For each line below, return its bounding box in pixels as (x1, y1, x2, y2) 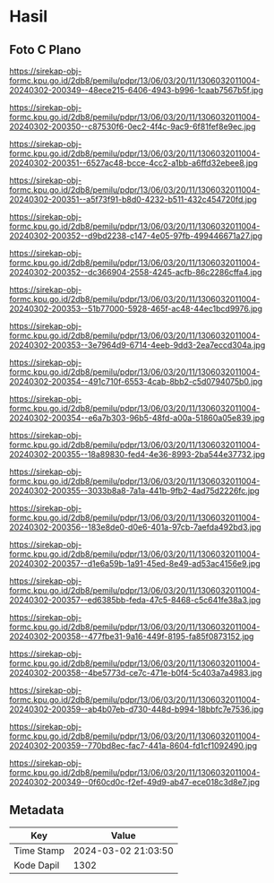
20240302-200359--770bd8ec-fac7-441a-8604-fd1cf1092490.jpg (9, 740, 258, 750)
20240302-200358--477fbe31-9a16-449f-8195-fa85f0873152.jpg (9, 631, 254, 642)
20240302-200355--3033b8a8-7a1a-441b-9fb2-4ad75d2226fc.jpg (9, 486, 260, 496)
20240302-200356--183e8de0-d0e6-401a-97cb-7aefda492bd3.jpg (9, 522, 261, 532)
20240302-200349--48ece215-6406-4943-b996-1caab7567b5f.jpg (9, 85, 264, 95)
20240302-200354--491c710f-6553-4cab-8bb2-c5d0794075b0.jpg (9, 377, 263, 386)
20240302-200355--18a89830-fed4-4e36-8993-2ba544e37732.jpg (9, 449, 266, 459)
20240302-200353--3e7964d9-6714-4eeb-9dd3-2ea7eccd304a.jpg (9, 340, 266, 351)
